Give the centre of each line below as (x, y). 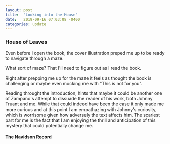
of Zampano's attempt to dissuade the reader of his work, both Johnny (79, 98)
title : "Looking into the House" (42, 15)
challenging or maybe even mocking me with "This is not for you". (74, 83)
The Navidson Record (29, 137)
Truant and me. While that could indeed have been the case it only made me (85, 104)
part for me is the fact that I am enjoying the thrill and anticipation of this (80, 120)
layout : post (19, 10)
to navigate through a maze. (34, 58)
